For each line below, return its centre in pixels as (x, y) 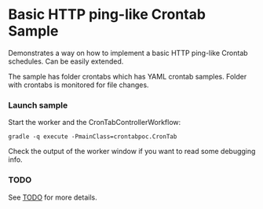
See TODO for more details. (53, 197)
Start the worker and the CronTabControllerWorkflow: (95, 123)
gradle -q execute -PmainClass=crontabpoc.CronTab (93, 137)
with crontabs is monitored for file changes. (79, 85)
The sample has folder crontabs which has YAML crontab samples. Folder (128, 76)
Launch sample (38, 105)
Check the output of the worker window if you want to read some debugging (132, 152)
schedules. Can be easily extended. (66, 61)
